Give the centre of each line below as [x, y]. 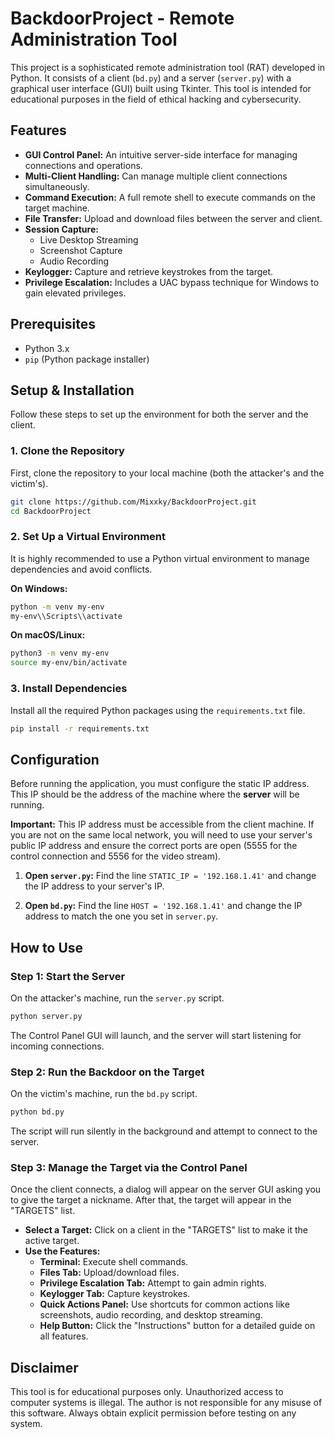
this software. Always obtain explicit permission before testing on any [153, 1413]
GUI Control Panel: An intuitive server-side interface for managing [161, 154]
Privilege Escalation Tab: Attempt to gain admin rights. [153, 1283]
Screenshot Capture [81, 250]
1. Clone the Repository [67, 451]
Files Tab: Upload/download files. [109, 1273]
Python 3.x [47, 348]
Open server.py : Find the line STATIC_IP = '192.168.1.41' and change [170, 876]
